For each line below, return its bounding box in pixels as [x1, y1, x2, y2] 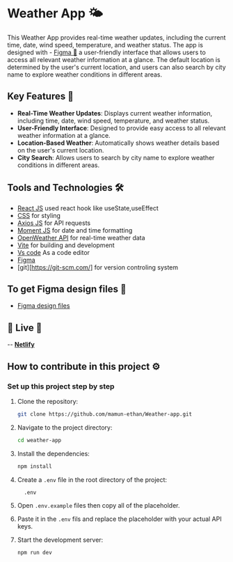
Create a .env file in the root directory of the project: [17, 475, 168, 484]
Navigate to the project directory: [17, 423, 113, 432]
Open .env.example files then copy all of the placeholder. [17, 501, 180, 510]
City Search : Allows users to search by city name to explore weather [17, 153, 215, 162]
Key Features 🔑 [7, 91, 74, 102]
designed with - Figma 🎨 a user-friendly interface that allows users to [7, 48, 207, 56]
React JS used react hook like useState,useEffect [17, 203, 159, 212]
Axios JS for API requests [17, 219, 91, 227]
